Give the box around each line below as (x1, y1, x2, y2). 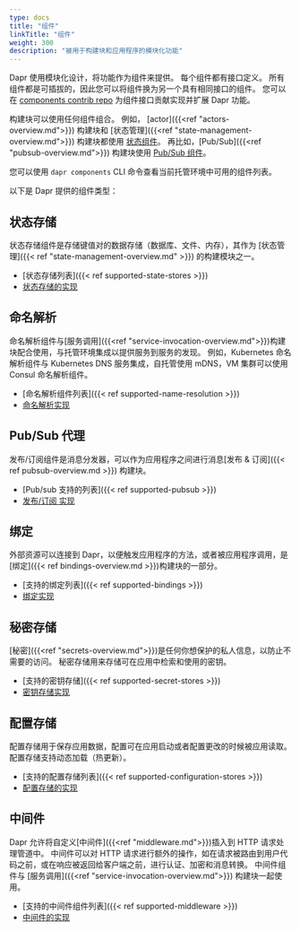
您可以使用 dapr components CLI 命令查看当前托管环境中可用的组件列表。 (9, 167, 278, 178)
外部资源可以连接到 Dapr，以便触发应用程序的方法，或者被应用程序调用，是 (9, 549, 288, 561)
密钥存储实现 (21, 687, 70, 698)
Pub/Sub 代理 (9, 428, 86, 444)
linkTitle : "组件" (9, 30, 75, 39)
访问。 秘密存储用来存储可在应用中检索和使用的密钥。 (32, 657, 231, 667)
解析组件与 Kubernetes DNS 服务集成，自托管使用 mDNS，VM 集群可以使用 (9, 358, 288, 369)
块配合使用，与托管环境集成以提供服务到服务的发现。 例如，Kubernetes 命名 (9, 346, 292, 357)
